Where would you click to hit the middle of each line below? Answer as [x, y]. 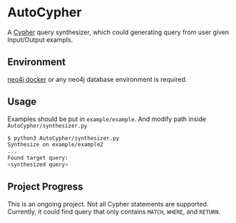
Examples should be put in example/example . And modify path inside [107, 119]
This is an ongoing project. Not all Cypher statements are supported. [108, 204]
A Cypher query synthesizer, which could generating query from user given [118, 32]
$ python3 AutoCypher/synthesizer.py [63, 138]
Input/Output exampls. [40, 39]
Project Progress [45, 187]
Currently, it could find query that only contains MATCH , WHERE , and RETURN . [114, 212]
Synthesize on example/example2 [55, 145]
